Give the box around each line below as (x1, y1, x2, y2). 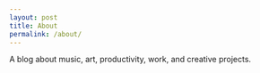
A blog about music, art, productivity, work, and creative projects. (9, 54, 252, 65)
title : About (9, 21, 58, 30)
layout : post (9, 12, 58, 22)
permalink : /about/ (9, 29, 82, 38)
